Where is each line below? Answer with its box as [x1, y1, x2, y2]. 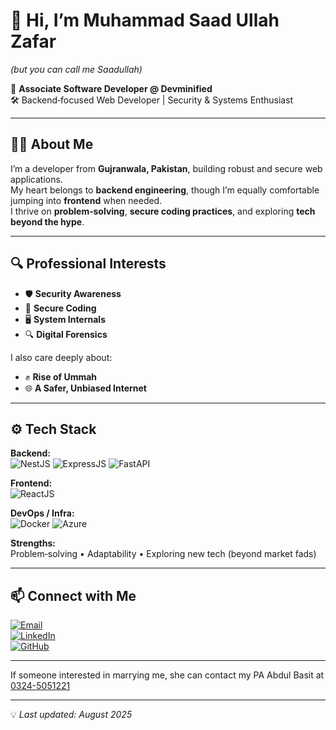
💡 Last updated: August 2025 [10, 709, 133, 721]
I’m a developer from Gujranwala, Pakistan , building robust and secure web [10, 162, 323, 174]
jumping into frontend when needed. [10, 194, 163, 206]
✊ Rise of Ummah [24, 370, 98, 383]
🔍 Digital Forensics [24, 328, 108, 340]
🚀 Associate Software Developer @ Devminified [10, 82, 213, 94]
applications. [10, 173, 63, 185]
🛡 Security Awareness [24, 287, 122, 299]
